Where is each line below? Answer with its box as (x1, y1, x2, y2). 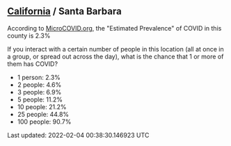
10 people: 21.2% (17, 102, 67, 111)
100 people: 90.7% (17, 117, 72, 126)
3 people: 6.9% (17, 88, 62, 96)
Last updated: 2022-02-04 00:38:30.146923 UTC (7, 131, 150, 139)
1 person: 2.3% (17, 73, 61, 81)
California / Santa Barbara (7, 6, 122, 17)
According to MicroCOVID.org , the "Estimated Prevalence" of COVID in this (7, 24, 222, 32)
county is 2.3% (7, 31, 51, 40)
